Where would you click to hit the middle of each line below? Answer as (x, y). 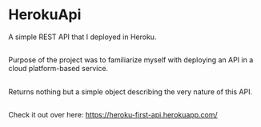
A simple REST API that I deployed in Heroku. (82, 37)
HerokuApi (45, 15)
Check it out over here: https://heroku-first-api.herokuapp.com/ (113, 115)
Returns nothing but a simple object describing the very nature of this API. (130, 91)
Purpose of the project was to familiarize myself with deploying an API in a (131, 60)
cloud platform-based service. (58, 69)
